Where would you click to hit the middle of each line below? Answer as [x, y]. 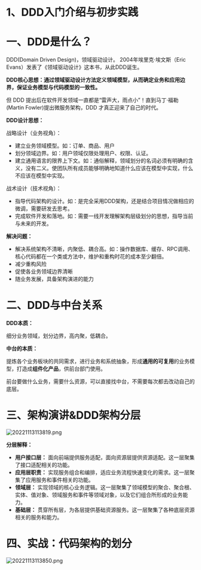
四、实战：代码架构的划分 [69, 544]
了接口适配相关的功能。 [44, 465]
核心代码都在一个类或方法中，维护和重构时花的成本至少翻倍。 [91, 257]
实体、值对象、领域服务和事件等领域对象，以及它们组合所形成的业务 [99, 495]
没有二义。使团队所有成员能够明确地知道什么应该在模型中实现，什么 [109, 168]
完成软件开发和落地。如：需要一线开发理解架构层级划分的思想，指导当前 [104, 216]
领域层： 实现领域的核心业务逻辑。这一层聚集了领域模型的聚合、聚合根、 [105, 487]
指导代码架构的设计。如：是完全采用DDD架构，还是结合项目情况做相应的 [104, 201]
